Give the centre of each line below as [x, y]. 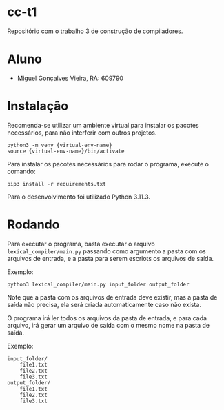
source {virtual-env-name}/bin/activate [66, 151]
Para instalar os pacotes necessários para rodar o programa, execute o [108, 164]
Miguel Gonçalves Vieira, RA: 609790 [70, 78]
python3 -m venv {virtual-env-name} [60, 145]
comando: [21, 171]
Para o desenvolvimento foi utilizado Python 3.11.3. [79, 197]
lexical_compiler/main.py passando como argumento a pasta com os [106, 251]
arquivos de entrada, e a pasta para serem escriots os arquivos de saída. [111, 258]
